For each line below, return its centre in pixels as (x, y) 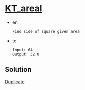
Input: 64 (23, 50)
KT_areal (24, 9)
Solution (18, 70)
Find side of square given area (46, 31)
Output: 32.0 (26, 54)
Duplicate (15, 82)
